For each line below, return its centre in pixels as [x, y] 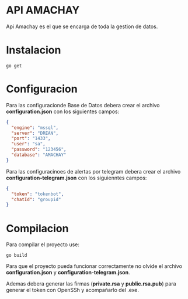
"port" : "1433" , [31, 138]
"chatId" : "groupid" [36, 199]
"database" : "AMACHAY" [39, 155]
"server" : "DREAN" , [35, 133]
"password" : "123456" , [39, 149]
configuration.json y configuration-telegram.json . [68, 273]
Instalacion [34, 50]
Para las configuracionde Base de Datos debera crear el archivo [83, 105]
